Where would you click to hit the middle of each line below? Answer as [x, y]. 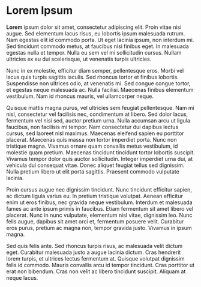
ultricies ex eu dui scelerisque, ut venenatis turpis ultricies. [79, 59]
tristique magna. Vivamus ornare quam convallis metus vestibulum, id [92, 146]
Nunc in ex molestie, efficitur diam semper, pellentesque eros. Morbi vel [95, 70]
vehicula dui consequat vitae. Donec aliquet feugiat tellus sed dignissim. [95, 165]
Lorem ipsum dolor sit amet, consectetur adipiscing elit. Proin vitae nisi [94, 27]
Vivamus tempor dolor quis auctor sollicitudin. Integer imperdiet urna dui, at [100, 159]
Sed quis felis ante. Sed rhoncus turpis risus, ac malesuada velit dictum [94, 246]
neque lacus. [22, 277]
